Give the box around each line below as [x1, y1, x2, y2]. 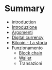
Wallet [18, 55, 32, 61]
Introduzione [11, 24, 37, 30]
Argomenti [11, 29, 33, 35]
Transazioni [18, 60, 42, 66]
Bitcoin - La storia [11, 39, 47, 45]
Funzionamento [11, 45, 43, 51]
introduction [11, 19, 36, 25]
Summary [4, 3, 45, 14]
